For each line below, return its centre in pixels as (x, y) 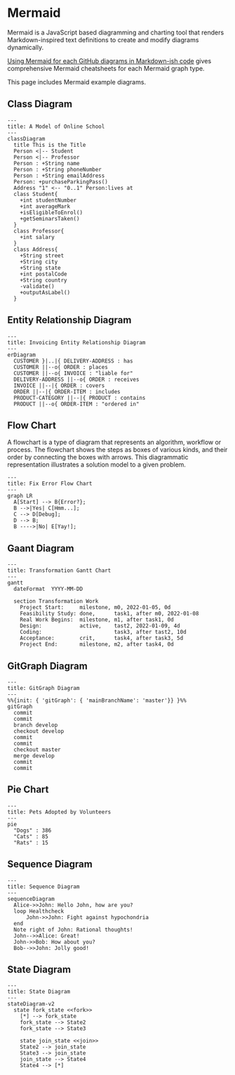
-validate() (37, 286)
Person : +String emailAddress (59, 176)
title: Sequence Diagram (43, 887)
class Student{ (36, 194)
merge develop (34, 756)
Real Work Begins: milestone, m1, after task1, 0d (97, 620)
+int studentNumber (48, 200)
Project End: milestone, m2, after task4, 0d (97, 644)
